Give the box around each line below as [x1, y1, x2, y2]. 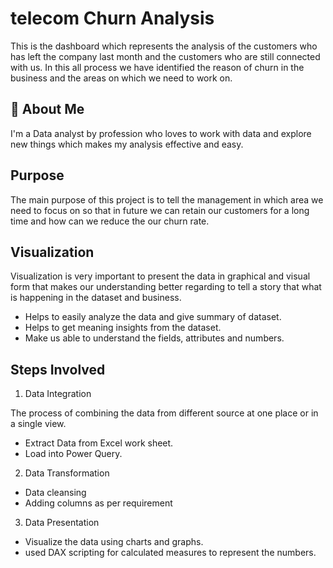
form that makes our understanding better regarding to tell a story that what [10, 281, 322, 293]
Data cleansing [24, 487, 87, 499]
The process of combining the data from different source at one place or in [10, 407, 319, 419]
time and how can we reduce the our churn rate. [10, 215, 210, 227]
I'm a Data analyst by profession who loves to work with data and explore [10, 127, 312, 139]
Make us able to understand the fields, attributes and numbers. [24, 332, 285, 344]
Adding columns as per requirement [24, 497, 173, 509]
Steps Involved [10, 361, 106, 378]
